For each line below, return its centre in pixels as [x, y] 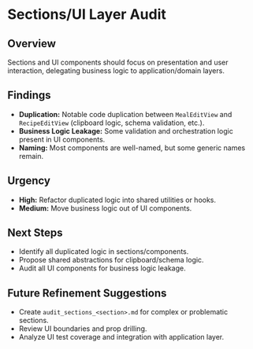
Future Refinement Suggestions [87, 293]
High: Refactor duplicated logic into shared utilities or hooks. [117, 200]
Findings [30, 96]
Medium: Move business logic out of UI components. [105, 208]
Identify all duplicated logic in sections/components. [104, 252]
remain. [31, 156]
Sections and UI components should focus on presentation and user [118, 62]
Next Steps [35, 233]
